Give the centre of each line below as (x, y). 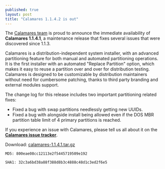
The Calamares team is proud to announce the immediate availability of (78, 33)
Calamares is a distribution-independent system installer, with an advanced (82, 53)
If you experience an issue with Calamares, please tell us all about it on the (81, 130)
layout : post (19, 14)
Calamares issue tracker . (31, 135)
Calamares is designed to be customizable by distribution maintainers (76, 75)
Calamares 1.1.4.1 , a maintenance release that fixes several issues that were (82, 38)
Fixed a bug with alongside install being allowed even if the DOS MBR (83, 115)
